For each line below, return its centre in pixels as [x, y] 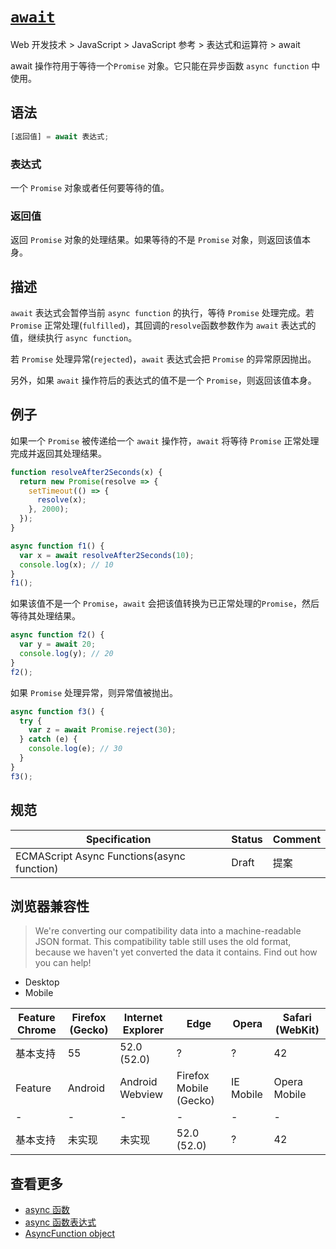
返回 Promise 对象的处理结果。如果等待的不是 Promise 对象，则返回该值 [156, 240]
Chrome [36, 1030]
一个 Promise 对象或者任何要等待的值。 [90, 187]
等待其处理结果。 [45, 616]
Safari [297, 1018]
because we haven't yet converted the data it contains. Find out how [176, 952]
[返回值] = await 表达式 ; [60, 136]
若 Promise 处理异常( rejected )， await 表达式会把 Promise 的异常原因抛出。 [163, 359]
